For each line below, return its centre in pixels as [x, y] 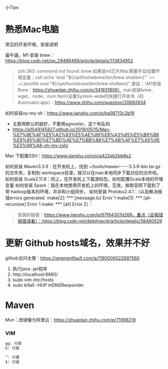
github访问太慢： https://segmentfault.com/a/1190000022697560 [72, 258]
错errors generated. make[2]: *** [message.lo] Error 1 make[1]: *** [74, 198]
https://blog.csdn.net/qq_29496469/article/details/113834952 [69, 60]
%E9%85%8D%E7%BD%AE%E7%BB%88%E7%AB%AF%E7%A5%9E [86, 140]
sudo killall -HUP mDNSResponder [48, 285]
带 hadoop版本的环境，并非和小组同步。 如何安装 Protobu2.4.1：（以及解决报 [84, 191]
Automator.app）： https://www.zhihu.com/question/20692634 [82, 102]
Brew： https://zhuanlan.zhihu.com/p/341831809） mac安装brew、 [87, 90]
